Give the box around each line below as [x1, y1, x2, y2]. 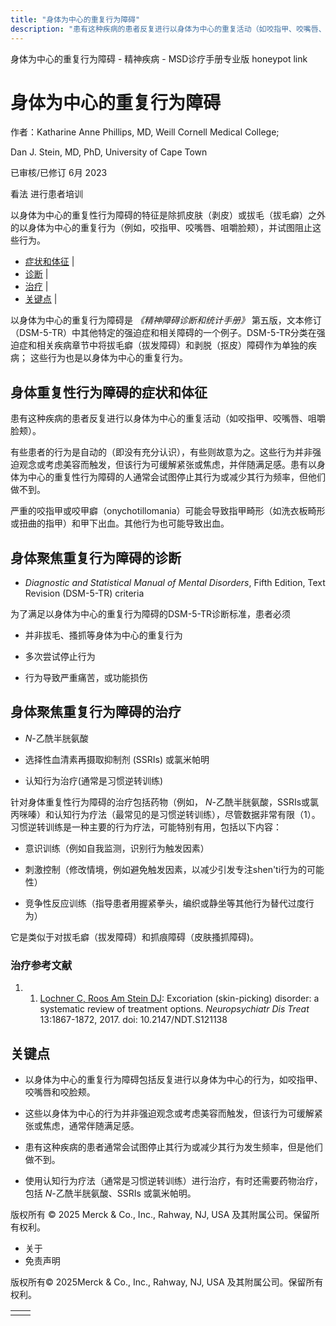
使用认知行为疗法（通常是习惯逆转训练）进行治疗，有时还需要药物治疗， [24, 1174, 323, 1186]
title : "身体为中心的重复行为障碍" [10, 14, 141, 25]
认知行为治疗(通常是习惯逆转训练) [24, 774, 164, 786]
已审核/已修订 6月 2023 [10, 167, 108, 179]
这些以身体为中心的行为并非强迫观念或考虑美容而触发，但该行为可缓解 [24, 1107, 315, 1119]
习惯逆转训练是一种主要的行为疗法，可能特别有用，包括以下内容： [10, 821, 282, 833]
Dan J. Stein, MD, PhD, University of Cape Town [10, 146, 208, 158]
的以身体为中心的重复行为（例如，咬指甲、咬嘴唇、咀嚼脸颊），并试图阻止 [10, 222, 313, 234]
